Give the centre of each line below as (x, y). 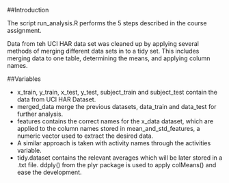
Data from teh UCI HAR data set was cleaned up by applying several (103, 44)
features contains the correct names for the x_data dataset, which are (115, 121)
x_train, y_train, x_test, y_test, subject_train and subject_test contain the (117, 92)
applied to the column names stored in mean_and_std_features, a (108, 129)
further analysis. (40, 114)
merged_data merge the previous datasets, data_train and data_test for (117, 107)
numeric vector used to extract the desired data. (85, 136)
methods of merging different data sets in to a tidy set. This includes (103, 51)
